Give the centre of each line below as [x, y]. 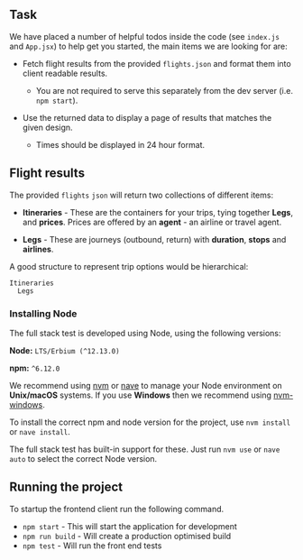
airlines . [38, 249]
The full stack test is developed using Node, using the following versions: [145, 333]
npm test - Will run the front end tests [92, 546]
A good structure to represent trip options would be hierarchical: [129, 266]
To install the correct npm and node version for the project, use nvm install [150, 422]
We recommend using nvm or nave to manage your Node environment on [146, 385]
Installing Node [43, 313]
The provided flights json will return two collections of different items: [141, 195]
